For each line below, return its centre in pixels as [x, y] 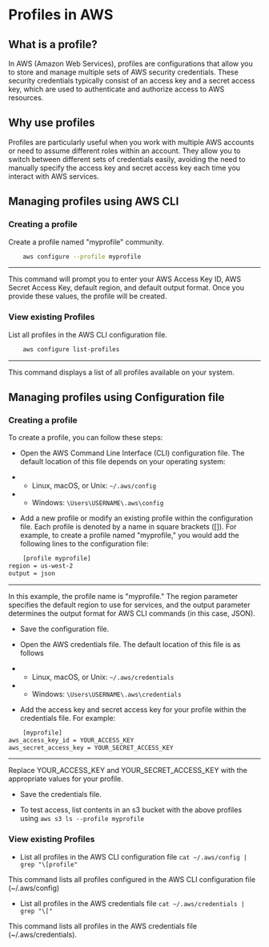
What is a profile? [53, 45]
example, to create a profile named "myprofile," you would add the [129, 536]
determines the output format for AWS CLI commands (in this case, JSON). [132, 613]
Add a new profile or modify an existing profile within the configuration [137, 518]
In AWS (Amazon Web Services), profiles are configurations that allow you [131, 63]
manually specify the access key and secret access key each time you [124, 168]
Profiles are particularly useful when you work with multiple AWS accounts [131, 142]
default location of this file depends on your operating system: [122, 462]
